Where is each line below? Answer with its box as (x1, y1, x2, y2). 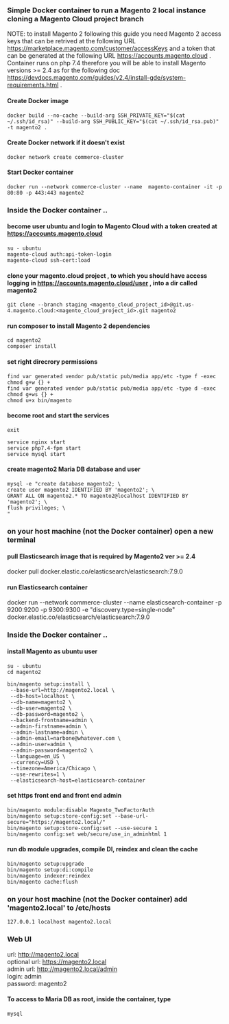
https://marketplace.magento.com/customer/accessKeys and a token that (7, 44, 215, 53)
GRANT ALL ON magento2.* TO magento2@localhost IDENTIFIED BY (7, 492, 189, 500)
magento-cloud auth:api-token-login (7, 251, 112, 258)
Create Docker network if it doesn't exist (7, 138, 125, 146)
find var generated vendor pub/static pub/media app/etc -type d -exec (7, 384, 216, 392)
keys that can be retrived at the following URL (7, 37, 136, 45)
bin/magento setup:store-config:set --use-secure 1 (7, 825, 158, 831)
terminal (7, 535, 36, 545)
